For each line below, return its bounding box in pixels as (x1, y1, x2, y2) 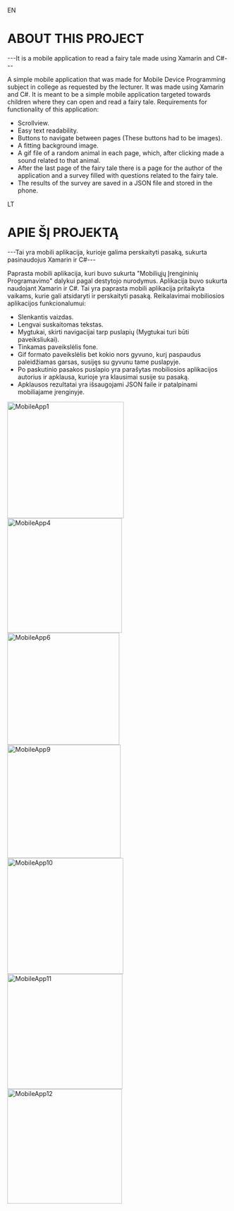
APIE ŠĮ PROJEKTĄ (7, 225, 119, 241)
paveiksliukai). (17, 335, 60, 343)
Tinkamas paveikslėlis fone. (17, 342, 99, 351)
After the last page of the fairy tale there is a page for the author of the (17, 164, 223, 172)
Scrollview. (17, 118, 49, 127)
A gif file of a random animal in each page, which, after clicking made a (17, 148, 224, 157)
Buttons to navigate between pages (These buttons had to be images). (17, 133, 223, 142)
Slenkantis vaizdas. (17, 312, 74, 321)
